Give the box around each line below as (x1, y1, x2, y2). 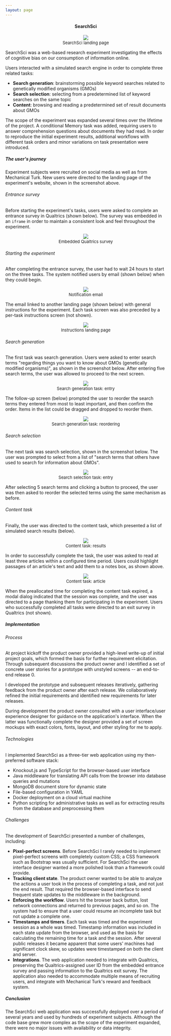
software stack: (26, 757, 59, 763)
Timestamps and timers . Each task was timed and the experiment (12, 918, 152, 925)
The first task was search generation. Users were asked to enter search (5, 354, 156, 361)
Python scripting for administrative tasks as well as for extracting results (12, 800, 165, 806)
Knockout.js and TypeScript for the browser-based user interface (12, 767, 151, 773)
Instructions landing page (61, 327, 111, 333)
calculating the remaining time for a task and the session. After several (12, 935, 161, 941)
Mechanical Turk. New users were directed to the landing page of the (5, 174, 152, 181)
